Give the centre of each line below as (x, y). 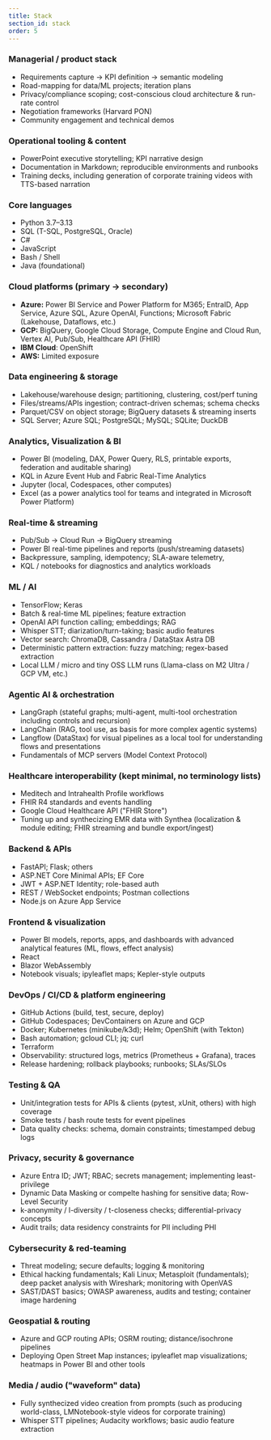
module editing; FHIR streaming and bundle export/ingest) (117, 828)
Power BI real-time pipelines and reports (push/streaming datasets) (132, 549)
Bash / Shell (40, 257)
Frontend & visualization (57, 921)
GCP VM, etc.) (44, 673)
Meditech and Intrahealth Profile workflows (92, 794)
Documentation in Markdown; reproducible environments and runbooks (139, 167)
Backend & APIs (40, 849)
